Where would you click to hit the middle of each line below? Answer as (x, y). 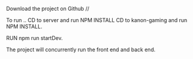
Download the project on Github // (48, 9)
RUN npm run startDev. (34, 38)
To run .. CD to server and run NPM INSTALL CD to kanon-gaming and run (97, 20)
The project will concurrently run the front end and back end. (81, 49)
